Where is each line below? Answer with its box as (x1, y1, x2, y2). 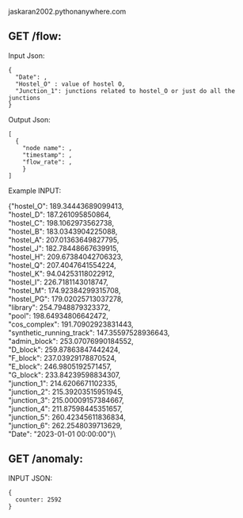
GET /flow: (8, 29, 62, 43)
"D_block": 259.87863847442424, (8, 345, 120, 354)
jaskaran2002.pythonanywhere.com (8, 7, 127, 16)
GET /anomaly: (8, 452, 83, 466)
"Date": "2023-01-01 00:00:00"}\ (8, 429, 116, 439)
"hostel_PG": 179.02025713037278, (8, 294, 124, 303)
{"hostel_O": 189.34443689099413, (8, 201, 124, 211)
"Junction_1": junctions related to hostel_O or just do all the (15, 87, 236, 95)
